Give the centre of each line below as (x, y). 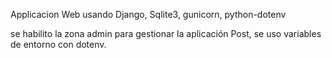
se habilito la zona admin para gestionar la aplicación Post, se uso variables (166, 33)
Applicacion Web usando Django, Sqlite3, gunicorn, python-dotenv (148, 14)
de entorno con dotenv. (58, 44)
